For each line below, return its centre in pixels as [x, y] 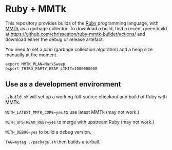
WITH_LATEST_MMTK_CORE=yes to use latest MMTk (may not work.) [72, 112]
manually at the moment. [32, 55]
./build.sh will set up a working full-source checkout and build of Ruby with [86, 97]
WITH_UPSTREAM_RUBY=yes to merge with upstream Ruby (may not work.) [80, 122]
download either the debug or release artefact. [55, 39]
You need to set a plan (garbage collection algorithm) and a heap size [79, 49]
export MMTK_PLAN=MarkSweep [35, 64]
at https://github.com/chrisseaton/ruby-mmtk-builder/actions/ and [75, 34]
